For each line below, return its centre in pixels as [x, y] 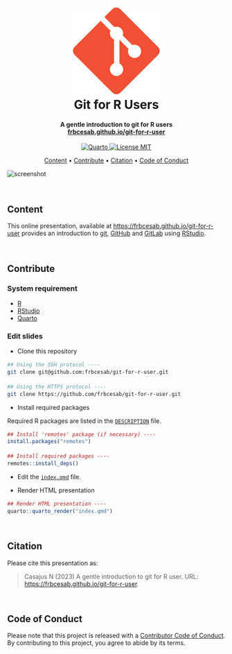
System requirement [42, 289]
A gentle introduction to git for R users [116, 124]
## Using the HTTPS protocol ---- [57, 387]
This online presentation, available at [60, 226]
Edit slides [25, 336]
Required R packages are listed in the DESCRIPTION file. [84, 421]
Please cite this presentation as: [53, 563]
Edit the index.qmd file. [49, 476]
